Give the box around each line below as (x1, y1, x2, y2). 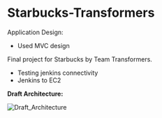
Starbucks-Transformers (7, 5, 155, 21)
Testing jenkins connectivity (17, 68, 98, 77)
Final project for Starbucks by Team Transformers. (7, 54, 152, 64)
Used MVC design (17, 41, 70, 50)
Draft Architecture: (7, 89, 64, 98)
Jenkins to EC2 (17, 75, 61, 84)
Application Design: (7, 28, 64, 36)
